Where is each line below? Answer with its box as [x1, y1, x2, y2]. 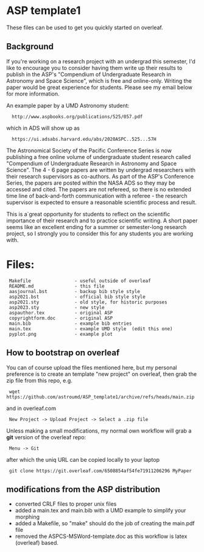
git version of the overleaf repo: [6, 433, 86, 441]
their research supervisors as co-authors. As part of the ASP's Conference [6, 172, 194, 180]
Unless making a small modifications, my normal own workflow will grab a [6, 427, 192, 434]
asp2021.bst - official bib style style [9, 294, 146, 300]
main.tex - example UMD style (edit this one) [9, 325, 173, 332]
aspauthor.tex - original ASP [9, 310, 113, 316]
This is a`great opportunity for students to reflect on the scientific [6, 210, 171, 218]
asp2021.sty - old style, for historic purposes [9, 299, 167, 305]
